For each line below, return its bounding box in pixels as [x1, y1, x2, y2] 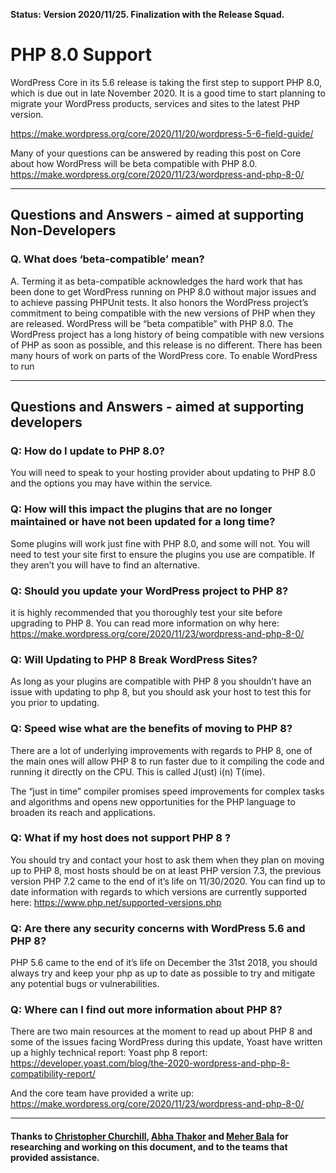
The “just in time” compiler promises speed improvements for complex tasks [10, 785, 325, 797]
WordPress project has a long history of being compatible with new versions [10, 328, 325, 340]
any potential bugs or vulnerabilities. [10, 978, 160, 990]
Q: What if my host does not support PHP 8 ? [10, 831, 232, 845]
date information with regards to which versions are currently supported [10, 885, 308, 898]
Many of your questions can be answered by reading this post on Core [10, 147, 302, 159]
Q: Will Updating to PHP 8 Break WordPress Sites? [10, 652, 258, 666]
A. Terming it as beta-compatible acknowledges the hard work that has [10, 275, 303, 287]
